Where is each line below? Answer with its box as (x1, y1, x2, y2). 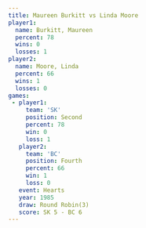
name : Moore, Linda (15, 63, 79, 71)
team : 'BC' (25, 150, 61, 157)
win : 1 (25, 172, 47, 180)
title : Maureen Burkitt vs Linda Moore (8, 11, 139, 20)
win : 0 (25, 128, 47, 136)
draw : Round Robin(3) (18, 201, 89, 208)
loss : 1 (25, 135, 51, 143)
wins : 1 (15, 77, 41, 85)
